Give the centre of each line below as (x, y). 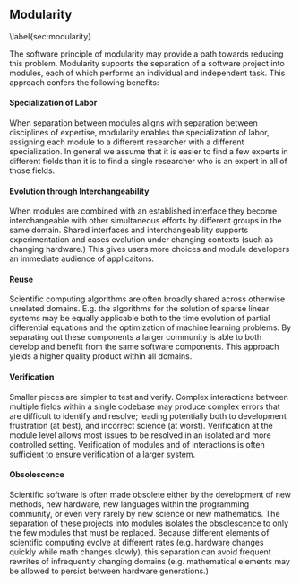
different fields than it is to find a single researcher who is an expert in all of (149, 162)
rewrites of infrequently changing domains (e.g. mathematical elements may (150, 561)
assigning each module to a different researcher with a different (127, 142)
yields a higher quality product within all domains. (101, 356)
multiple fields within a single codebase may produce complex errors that (145, 406)
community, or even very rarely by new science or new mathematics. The (145, 513)
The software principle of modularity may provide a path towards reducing (146, 54)
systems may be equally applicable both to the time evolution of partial (140, 319)
